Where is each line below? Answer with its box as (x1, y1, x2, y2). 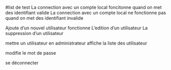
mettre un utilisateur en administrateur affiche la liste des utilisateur (5, 40, 147, 46)
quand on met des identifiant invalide (5, 15, 83, 21)
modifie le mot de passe (5, 50, 56, 56)
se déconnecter (5, 60, 39, 65)
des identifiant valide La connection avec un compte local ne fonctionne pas (5, 10, 166, 16)
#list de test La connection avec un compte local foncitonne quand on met (5, 5, 162, 10)
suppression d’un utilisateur (5, 30, 64, 36)
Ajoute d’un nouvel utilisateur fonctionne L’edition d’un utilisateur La (5, 25, 148, 31)
